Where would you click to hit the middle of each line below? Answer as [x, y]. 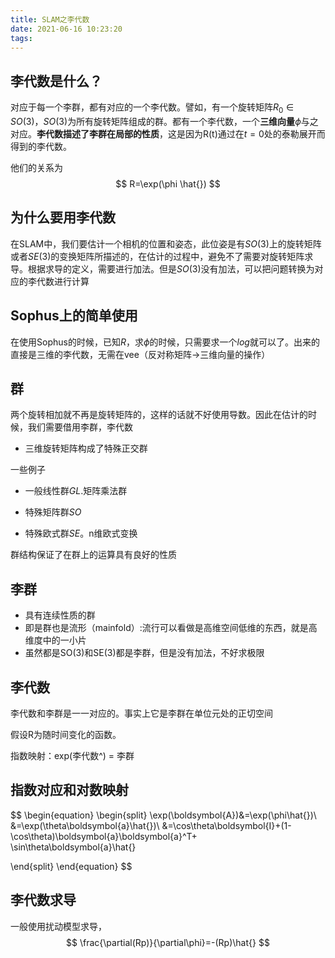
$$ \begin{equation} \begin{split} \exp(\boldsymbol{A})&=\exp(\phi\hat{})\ [163, 815]
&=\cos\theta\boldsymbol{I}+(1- [226, 825]
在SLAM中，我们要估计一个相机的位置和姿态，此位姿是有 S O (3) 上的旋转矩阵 [166, 243]
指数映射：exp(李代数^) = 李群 [72, 756]
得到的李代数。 [41, 146]
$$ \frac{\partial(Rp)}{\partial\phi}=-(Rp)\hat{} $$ [168, 942]
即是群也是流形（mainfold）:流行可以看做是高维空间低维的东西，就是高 [171, 628]
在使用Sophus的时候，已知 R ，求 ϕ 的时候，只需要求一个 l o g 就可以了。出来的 [165, 342]
